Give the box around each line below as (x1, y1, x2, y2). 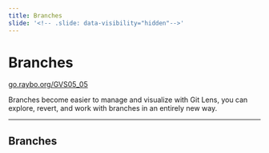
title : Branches (8, 11, 62, 20)
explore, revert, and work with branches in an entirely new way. (8, 104, 218, 113)
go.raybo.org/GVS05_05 (8, 80, 88, 89)
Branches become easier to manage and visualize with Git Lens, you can (8, 95, 248, 104)
